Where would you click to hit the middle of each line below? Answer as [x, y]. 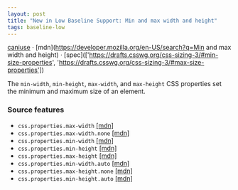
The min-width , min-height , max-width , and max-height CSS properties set [114, 84]
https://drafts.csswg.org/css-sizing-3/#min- [153, 55]
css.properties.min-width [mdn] [65, 140]
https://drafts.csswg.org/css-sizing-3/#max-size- [131, 63]
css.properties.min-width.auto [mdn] [74, 163]
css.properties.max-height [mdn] [67, 155]
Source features [36, 110]
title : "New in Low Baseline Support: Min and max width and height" [113, 21]
